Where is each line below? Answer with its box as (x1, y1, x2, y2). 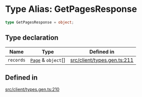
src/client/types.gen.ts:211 (70, 56, 134, 63)
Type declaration (5, 34, 58, 42)
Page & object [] (30, 56, 66, 63)
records (7, 57, 26, 63)
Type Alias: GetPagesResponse (5, 3, 137, 15)
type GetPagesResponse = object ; (5, 20, 74, 25)
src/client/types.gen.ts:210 (5, 87, 60, 93)
